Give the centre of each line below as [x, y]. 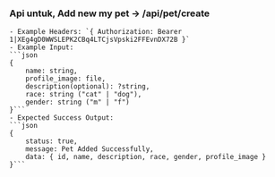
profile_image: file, [65, 79]
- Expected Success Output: [62, 118]
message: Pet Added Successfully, [90, 149]
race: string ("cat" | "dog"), [84, 95]
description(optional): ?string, [88, 87]
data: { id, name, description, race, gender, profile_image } [146, 157]
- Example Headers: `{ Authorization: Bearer [95, 32]
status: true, [52, 141]
